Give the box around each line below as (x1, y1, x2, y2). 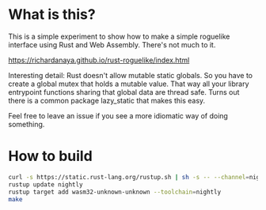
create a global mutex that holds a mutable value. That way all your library (8, 79, 249, 88)
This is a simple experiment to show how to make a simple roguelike (8, 32, 230, 41)
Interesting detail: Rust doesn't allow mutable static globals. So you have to (8, 70, 253, 80)
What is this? (8, 6, 97, 24)
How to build (8, 148, 93, 165)
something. (8, 119, 45, 129)
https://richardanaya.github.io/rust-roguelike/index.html (8, 55, 190, 65)
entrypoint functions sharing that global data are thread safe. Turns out (8, 87, 240, 96)
